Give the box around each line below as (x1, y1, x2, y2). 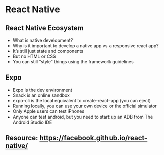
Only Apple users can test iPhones (12, 108, 85, 114)
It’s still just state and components (12, 48, 84, 54)
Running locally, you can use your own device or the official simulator (12, 103, 157, 109)
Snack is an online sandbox (12, 92, 70, 98)
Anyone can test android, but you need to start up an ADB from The (12, 113, 153, 120)
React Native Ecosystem (5, 24, 84, 32)
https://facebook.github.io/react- (39, 134, 148, 142)
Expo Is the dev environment (12, 87, 72, 93)
